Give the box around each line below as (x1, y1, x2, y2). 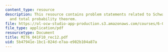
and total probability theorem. (9, 16, 77, 21)
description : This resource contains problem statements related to (5, 12, 151, 17)
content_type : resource (5, 7, 55, 12)
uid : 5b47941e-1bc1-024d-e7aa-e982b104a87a (5, 40, 97, 45)
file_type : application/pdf (5, 26, 64, 31)
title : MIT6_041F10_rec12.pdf (5, 35, 68, 40)
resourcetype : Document (5, 30, 55, 35)
